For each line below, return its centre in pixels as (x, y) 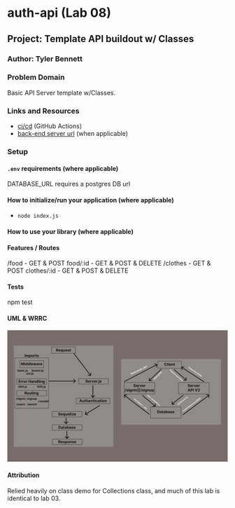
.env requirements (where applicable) (63, 168)
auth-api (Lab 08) (59, 13)
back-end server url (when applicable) (72, 134)
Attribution (23, 475)
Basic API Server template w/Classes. (62, 92)
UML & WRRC (27, 318)
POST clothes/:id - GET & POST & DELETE (68, 270)
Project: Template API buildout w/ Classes (101, 39)
